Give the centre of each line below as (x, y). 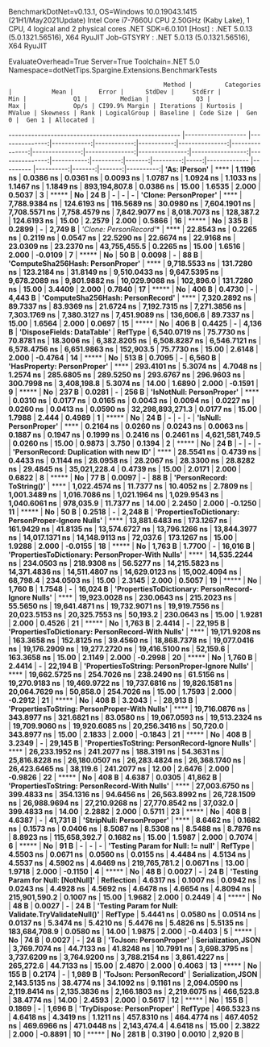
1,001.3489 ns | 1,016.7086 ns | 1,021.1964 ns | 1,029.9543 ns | (116, 494)
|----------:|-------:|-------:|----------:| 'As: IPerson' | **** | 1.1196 (145, 169)
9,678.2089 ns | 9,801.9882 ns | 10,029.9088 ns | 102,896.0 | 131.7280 (131, 280)
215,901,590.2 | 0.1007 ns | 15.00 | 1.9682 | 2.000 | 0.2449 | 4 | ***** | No (135, 897)
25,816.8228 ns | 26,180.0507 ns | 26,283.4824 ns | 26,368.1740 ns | (127, 760)
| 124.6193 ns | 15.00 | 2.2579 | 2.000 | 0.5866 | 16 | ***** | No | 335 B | (131, 220)
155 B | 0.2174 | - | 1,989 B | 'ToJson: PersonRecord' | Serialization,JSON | (135, 974)
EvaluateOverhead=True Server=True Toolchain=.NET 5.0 (104, 61)
